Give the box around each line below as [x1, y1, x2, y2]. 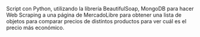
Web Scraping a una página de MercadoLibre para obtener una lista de [6, 11, 182, 18]
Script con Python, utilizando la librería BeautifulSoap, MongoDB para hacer [6, 5, 194, 12]
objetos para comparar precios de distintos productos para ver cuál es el [6, 18, 187, 24]
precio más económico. [6, 24, 65, 31]
